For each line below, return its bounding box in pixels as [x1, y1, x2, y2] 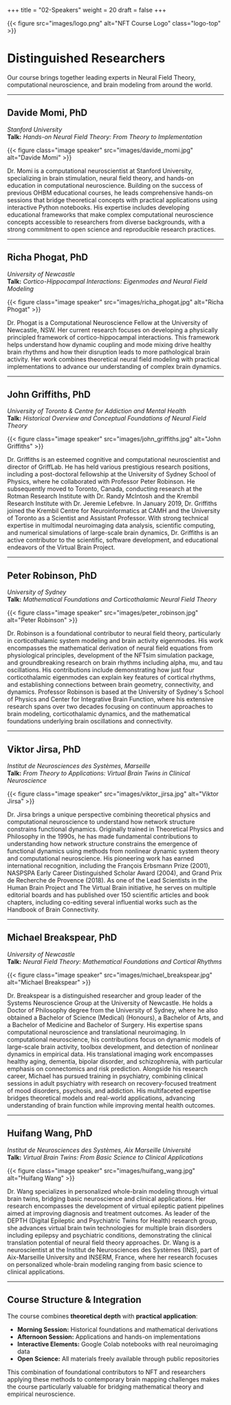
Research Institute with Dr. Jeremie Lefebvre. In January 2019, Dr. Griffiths [7, 499, 218, 508]
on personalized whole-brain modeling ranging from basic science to [7, 1260, 203, 1269]
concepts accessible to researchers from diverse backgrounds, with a [7, 218, 206, 226]
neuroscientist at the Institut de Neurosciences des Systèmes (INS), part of [7, 1245, 220, 1254]
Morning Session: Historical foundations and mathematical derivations [16, 1325, 219, 1334]
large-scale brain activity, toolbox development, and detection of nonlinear [7, 1042, 219, 1050]
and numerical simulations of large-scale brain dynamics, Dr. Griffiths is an [7, 529, 219, 537]
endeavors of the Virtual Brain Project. [7, 543, 115, 551]
